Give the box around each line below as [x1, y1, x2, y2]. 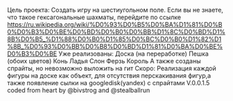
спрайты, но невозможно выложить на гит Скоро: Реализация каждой [7, 65, 216, 72]
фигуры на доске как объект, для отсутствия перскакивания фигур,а [7, 71, 212, 80]
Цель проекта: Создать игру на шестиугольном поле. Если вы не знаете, [7, 6, 224, 14]
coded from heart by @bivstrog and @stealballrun [7, 86, 150, 94]
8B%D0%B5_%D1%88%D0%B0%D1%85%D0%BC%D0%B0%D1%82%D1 [7, 35, 222, 43]
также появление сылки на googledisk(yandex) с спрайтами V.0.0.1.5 [7, 79, 210, 87]
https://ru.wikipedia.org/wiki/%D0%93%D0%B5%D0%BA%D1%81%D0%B [7, 21, 223, 28]
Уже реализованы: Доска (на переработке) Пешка [58, 49, 209, 58]
